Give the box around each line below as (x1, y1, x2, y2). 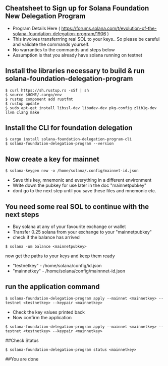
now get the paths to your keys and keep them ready (5, 253, 115, 259)
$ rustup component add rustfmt (5, 97, 73, 102)
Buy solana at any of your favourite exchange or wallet (12, 224, 126, 230)
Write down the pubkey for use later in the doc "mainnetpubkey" (12, 182, 147, 188)
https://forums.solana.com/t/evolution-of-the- (61, 25, 157, 31)
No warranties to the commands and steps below (12, 46, 115, 52)
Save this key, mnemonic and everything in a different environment (12, 177, 152, 183)
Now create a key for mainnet (5, 155, 100, 163)
